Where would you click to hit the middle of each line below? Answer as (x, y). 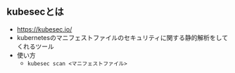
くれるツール (35, 46)
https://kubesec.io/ (44, 29)
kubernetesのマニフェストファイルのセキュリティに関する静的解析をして (122, 37)
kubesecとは (35, 12)
